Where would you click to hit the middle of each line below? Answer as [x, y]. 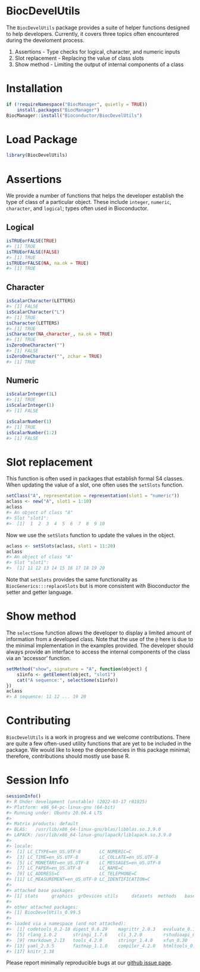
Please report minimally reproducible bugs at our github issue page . [89, 963]
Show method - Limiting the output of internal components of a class [99, 64]
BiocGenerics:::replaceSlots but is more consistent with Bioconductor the [98, 586]
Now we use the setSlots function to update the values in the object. [91, 535]
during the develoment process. [45, 40]
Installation [35, 89]
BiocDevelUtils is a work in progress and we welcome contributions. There [98, 737]
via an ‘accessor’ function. [39, 658]
